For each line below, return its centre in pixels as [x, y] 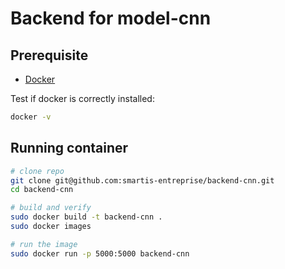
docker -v [31, 117]
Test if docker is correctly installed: [82, 98]
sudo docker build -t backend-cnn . [86, 217]
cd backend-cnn [42, 190]
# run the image [44, 244]
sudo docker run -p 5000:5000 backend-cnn [100, 253]
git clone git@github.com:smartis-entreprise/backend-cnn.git [142, 180]
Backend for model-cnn [111, 18]
